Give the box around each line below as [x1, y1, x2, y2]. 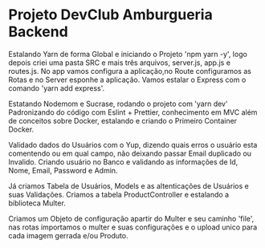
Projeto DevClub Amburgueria [8, 6, 213, 24]
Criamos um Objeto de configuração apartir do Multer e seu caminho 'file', [8, 213, 255, 223]
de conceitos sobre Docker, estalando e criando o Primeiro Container [8, 116, 238, 125]
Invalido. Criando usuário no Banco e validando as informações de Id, [8, 157, 238, 166]
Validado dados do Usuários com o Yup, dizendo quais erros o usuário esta [8, 140, 258, 149]
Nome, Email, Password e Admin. [8, 165, 118, 175]
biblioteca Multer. [8, 198, 66, 208]
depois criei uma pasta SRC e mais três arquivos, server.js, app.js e [8, 58, 231, 67]
